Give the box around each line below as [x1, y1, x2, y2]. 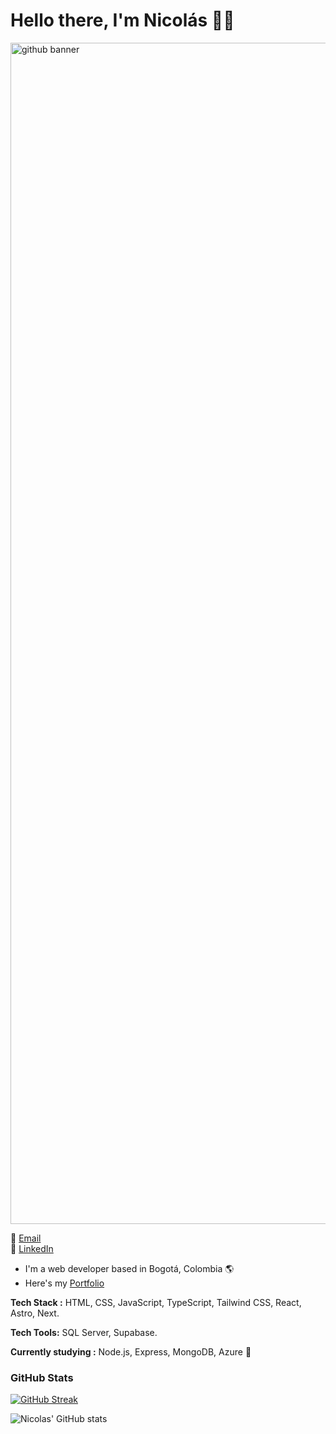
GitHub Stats [10, 1370, 74, 1384]
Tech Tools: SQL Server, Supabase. [10, 1326, 158, 1338]
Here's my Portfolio [24, 1277, 105, 1289]
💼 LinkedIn [10, 1242, 54, 1254]
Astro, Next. [10, 1307, 60, 1319]
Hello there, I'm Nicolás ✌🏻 [10, 9, 235, 32]
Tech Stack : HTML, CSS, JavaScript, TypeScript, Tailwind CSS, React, [10, 1296, 302, 1308]
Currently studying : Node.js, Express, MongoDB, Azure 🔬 [10, 1345, 252, 1358]
